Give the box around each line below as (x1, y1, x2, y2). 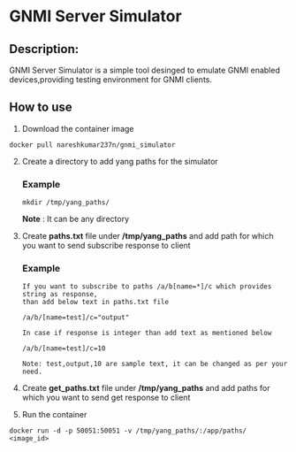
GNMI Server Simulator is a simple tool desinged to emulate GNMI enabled (9, 65, 280, 75)
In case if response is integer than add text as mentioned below (21, 329, 272, 338)
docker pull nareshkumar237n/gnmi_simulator (9, 140, 176, 149)
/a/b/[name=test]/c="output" (21, 313, 130, 322)
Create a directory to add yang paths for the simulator (21, 156, 218, 166)
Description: (9, 42, 80, 57)
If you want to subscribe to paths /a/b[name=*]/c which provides (21, 282, 272, 291)
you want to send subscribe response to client (21, 241, 192, 251)
